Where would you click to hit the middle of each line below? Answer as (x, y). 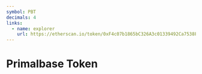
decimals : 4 (21, 17)
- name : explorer (33, 29)
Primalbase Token (52, 64)
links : (14, 23)
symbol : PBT (21, 12)
